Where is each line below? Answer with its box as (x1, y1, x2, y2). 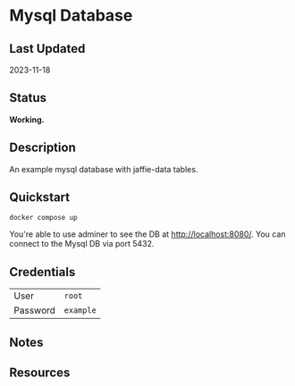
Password (13, 305, 56, 317)
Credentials (9, 264, 76, 280)
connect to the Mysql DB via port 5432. (9, 239, 155, 249)
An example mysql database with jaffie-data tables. (9, 164, 198, 174)
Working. (9, 113, 45, 125)
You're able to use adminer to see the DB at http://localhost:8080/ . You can (9, 229, 286, 239)
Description (9, 140, 76, 155)
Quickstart (9, 189, 71, 206)
